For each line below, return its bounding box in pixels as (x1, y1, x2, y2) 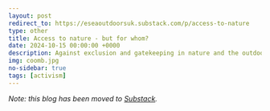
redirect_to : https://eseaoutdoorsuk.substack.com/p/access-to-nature (8, 19, 250, 27)
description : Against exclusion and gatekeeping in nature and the (8, 49, 239, 57)
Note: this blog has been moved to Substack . (8, 93, 158, 103)
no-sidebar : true (8, 64, 67, 72)
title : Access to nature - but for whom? (8, 34, 149, 43)
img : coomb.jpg (8, 57, 59, 65)
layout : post (8, 11, 52, 20)
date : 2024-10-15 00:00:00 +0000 (8, 42, 121, 50)
